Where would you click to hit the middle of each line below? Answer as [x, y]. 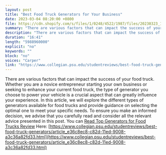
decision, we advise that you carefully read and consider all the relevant [78, 116]
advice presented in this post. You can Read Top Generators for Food [76, 121]
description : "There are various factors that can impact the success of [83, 33]
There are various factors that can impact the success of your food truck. [80, 79]
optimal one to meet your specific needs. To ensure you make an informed [81, 111]
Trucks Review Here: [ [28, 126]
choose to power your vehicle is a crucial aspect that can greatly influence [81, 95]
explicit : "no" [21, 47]
